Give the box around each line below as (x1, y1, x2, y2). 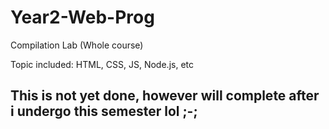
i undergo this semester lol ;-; (10, 103, 198, 120)
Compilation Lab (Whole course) (10, 39, 144, 51)
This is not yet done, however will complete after (10, 87, 320, 105)
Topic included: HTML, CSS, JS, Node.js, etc (10, 58, 194, 70)
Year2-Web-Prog (10, 6, 155, 29)
